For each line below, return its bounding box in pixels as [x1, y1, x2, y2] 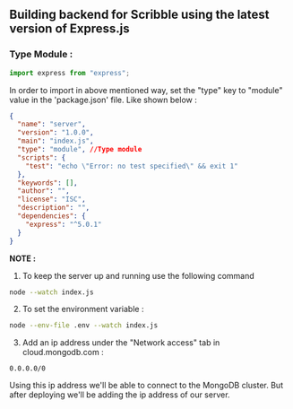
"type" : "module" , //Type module [17, 145, 142, 154]
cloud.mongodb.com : [22, 347, 105, 358]
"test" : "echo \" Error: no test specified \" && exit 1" [25, 161, 239, 170]
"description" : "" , [17, 204, 90, 213]
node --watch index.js [9, 287, 94, 297]
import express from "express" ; [9, 68, 130, 77]
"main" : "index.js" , [17, 136, 94, 146]
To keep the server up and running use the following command [22, 270, 255, 281]
